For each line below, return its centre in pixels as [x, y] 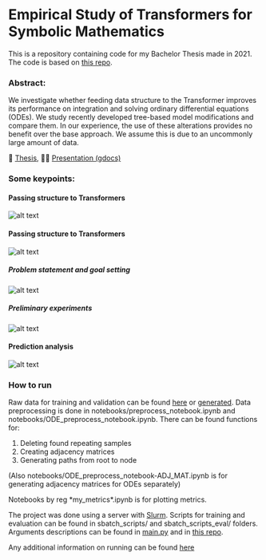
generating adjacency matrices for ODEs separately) [95, 484]
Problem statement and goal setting [69, 270]
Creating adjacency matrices [67, 452]
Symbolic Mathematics [87, 32]
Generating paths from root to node [78, 460]
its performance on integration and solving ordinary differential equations [129, 108]
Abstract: [27, 83]
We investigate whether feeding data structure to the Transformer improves [133, 101]
